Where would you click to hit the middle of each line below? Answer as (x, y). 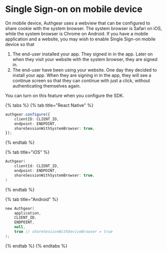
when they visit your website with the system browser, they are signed (85, 59)
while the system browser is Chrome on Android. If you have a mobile (77, 33)
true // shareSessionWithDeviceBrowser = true (63, 232)
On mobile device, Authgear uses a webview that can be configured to (78, 23)
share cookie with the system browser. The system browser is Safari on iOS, (84, 28)
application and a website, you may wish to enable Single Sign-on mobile (80, 39)
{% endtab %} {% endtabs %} (36, 245)
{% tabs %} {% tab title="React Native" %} (49, 105)
